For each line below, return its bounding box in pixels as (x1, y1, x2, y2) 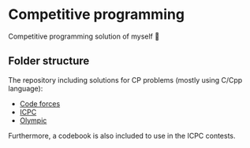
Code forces (19, 98, 61, 108)
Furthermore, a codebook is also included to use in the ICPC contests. (8, 131, 236, 140)
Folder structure (8, 54, 90, 68)
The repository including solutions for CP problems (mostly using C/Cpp (8, 75, 243, 84)
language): (8, 83, 43, 93)
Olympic (19, 116, 47, 125)
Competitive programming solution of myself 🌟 (8, 31, 160, 41)
